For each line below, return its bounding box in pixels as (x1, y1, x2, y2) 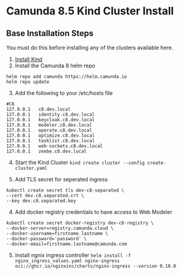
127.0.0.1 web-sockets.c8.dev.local (6, 143, 103, 149)
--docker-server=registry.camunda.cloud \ (6, 225, 114, 231)
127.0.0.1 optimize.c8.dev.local (6, 133, 95, 139)
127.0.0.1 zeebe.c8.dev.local (6, 148, 87, 154)
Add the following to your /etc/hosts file (14, 89, 113, 97)
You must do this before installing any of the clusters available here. (6, 44, 174, 51)
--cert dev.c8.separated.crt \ (6, 193, 84, 199)
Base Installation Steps (6, 28, 94, 38)
